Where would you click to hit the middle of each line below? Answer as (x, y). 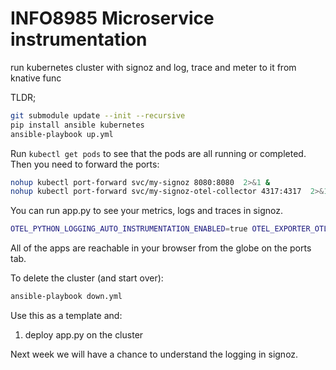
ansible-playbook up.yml (62, 134)
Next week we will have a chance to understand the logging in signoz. (154, 354)
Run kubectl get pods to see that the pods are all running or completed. (158, 153)
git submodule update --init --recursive (98, 115)
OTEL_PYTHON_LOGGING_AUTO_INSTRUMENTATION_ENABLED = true (129, 229)
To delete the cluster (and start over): (87, 278)
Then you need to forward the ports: (85, 164)
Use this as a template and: (66, 316)
